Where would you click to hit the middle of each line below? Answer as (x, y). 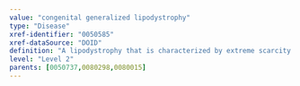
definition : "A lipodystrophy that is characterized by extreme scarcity (150, 51)
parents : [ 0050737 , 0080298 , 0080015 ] (78, 68)
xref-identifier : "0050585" (62, 34)
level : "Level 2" (42, 59)
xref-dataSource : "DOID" (56, 43)
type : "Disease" (40, 26)
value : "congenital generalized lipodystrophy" (100, 17)
